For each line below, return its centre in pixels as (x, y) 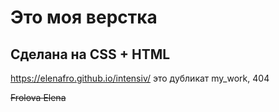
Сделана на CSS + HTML (90, 54)
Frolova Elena (38, 97)
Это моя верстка (84, 17)
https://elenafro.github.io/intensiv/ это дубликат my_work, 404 (140, 78)
